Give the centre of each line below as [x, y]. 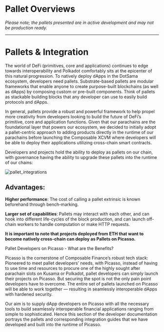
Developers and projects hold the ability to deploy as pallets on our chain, [79, 152]
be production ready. [26, 27]
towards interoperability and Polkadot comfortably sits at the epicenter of [79, 71]
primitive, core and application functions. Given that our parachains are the [80, 122]
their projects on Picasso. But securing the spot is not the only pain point [78, 278]
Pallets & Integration [47, 52]
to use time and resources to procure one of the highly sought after [73, 268]
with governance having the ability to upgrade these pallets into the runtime [81, 157]
